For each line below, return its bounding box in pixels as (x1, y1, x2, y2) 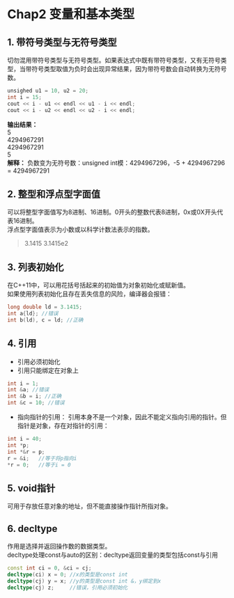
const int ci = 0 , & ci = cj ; (7, 565, 92, 572)
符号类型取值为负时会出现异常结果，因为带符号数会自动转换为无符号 (31, 65, 227, 73)
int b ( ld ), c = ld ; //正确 (7, 316, 84, 324)
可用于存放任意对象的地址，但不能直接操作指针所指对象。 (7, 502, 172, 510)
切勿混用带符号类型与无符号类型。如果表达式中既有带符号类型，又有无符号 (7, 56, 221, 64)
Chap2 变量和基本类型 (7, 6, 135, 22)
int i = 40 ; (7, 436, 42, 443)
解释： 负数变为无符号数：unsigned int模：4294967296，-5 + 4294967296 (7, 158, 225, 167)
